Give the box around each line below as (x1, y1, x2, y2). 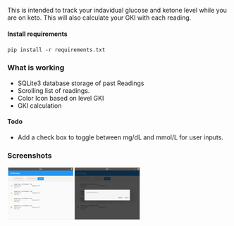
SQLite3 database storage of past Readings (17, 79, 144, 87)
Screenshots (7, 151, 52, 161)
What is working (7, 63, 65, 73)
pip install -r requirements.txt (7, 46, 106, 54)
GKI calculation (17, 101, 62, 110)
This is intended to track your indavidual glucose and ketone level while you (7, 6, 228, 14)
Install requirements (7, 30, 68, 38)
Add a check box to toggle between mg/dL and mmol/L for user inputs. (17, 133, 224, 142)
